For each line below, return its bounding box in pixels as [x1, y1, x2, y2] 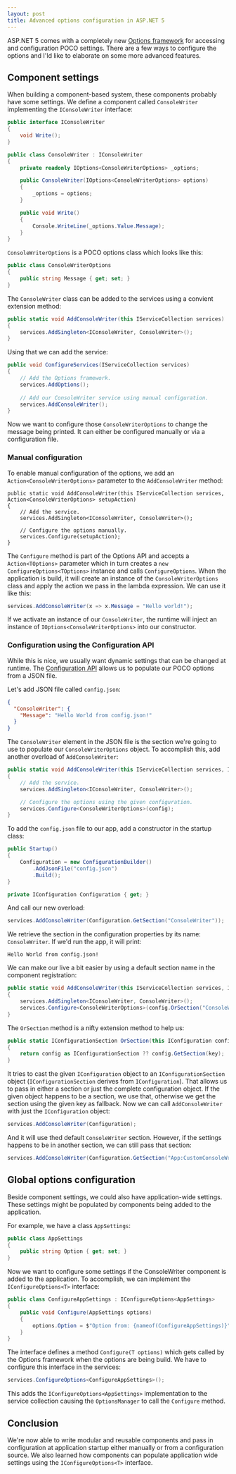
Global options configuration [7, 1174, 136, 1186]
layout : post [7, 10, 46, 18]
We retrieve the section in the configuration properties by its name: [7, 930, 202, 939]
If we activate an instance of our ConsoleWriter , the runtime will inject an [7, 615, 218, 624]
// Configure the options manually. [20, 526, 128, 534]
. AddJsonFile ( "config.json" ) [32, 865, 118, 872]
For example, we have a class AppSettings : [7, 1221, 131, 1230]
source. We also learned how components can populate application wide [7, 1451, 218, 1459]
